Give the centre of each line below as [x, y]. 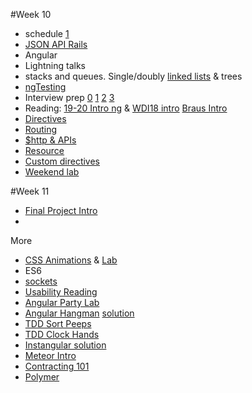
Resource [44, 150]
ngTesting [45, 87]
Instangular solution [65, 345]
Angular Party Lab [62, 302]
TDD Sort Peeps [58, 323]
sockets [41, 281]
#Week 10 [31, 14]
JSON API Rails [56, 44]
